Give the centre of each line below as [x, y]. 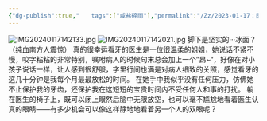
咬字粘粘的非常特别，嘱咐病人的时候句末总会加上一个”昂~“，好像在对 [135, 59]
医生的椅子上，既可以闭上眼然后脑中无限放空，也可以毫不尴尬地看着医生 [133, 99]
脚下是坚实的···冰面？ [222, 39]
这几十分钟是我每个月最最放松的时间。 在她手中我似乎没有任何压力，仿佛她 [131, 79]
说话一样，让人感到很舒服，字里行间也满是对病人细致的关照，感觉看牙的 [140, 69]
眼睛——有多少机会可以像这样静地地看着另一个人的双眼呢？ [119, 109]
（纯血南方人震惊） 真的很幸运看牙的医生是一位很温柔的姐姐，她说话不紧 [128, 49]
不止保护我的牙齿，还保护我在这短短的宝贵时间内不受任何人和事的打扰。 [126, 89]
